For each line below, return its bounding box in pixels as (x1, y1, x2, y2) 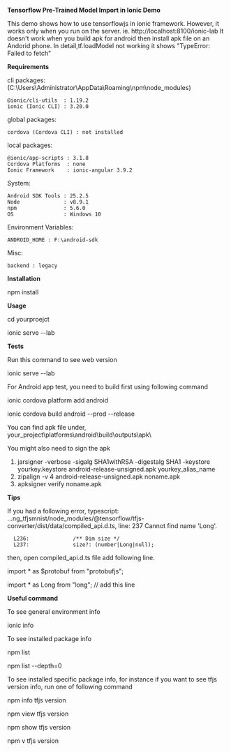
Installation (7, 275, 40, 283)
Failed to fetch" (7, 49, 52, 57)
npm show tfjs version (7, 723, 71, 731)
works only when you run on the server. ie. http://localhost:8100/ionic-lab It (7, 27, 224, 35)
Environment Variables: (7, 223, 74, 231)
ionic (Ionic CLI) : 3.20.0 (7, 103, 89, 110)
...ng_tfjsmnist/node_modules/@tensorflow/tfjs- (7, 514, 144, 522)
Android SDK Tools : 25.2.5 (7, 193, 89, 200)
